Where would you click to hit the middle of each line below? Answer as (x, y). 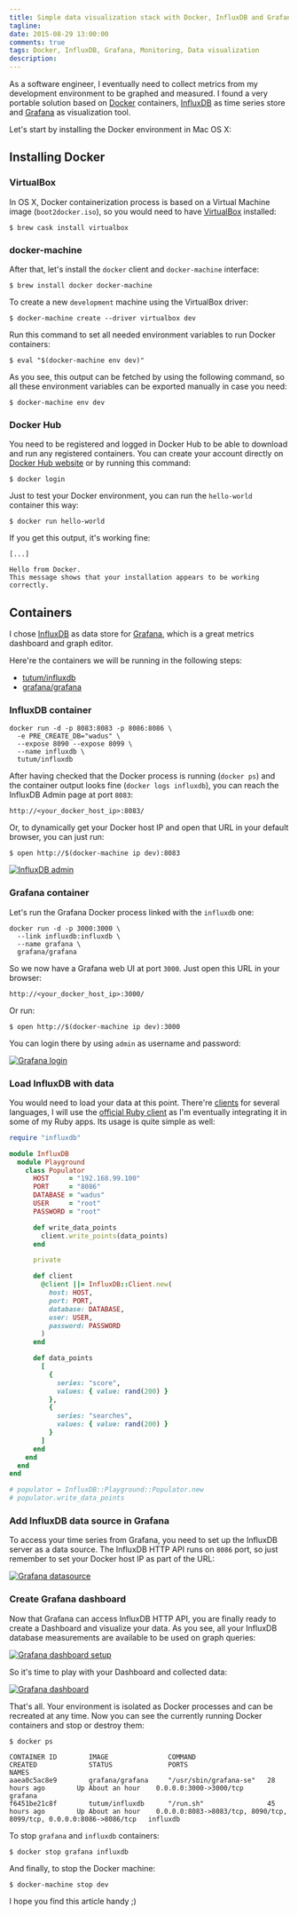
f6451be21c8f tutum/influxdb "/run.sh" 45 (142, 1803)
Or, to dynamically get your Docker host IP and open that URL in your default (149, 827)
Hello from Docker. (45, 570)
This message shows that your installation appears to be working (134, 578)
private (47, 1260)
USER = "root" (67, 1204)
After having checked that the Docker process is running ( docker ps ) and (142, 776)
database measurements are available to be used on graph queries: (133, 1637)
